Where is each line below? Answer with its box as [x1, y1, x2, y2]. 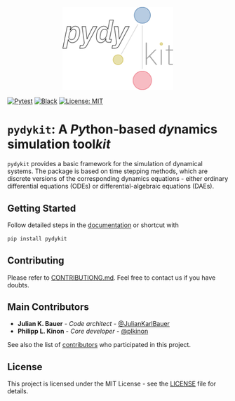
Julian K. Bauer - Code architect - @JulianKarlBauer [17, 320, 170, 328]
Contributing [7, 254, 65, 266]
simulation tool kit [7, 137, 111, 152]
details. [7, 387, 29, 395]
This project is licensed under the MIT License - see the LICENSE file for [7, 379, 216, 388]
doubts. [7, 280, 29, 289]
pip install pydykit [7, 235, 68, 242]
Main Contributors [7, 301, 89, 313]
